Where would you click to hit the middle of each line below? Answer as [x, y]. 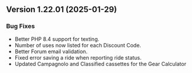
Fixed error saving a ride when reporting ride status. [78, 57]
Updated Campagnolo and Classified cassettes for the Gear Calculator [100, 64]
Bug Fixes [21, 26]
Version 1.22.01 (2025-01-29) [61, 10]
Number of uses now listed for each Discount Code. [78, 45]
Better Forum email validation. [51, 51]
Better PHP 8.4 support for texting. [57, 39]
